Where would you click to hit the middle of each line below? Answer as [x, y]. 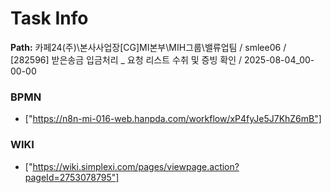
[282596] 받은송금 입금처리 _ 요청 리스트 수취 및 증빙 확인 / [126, 59]
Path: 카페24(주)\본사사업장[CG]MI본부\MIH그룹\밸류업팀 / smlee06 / [148, 47]
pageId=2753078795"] [72, 177]
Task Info [49, 18]
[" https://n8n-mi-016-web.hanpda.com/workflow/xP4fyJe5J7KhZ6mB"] [173, 119]
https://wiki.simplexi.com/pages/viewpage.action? [136, 166]
